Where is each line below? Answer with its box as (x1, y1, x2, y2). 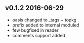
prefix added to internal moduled (12, 22, 80, 28)
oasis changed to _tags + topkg (12, 17, 77, 22)
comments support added (12, 32, 65, 38)
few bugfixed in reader (12, 27, 59, 33)
